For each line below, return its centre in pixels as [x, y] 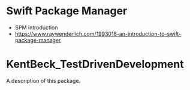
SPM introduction [36, 27]
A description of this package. [43, 80]
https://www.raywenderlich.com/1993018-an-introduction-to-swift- [98, 33]
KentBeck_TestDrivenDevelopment [95, 64]
